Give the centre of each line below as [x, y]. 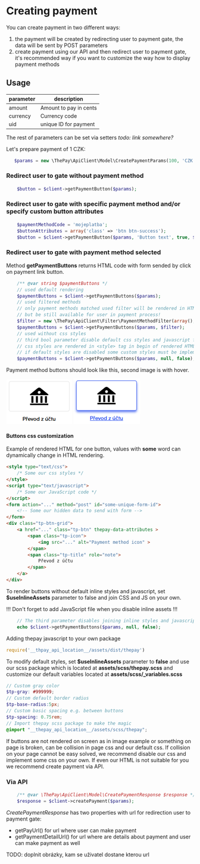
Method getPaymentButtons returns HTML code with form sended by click [99, 265]
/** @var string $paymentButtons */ [62, 283]
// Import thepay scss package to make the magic [69, 723]
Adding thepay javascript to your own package [63, 638]
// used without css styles [51, 334]
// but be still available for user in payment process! [89, 315]
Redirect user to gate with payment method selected [84, 252]
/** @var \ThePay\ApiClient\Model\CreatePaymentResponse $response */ [106, 795]
